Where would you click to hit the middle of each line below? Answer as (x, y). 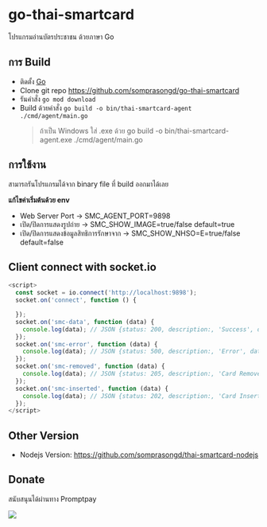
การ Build (29, 62)
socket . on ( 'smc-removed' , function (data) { (90, 367)
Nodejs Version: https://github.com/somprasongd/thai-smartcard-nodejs (139, 455)
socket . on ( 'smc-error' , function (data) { (87, 344)
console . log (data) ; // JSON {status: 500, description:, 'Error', (135, 352)
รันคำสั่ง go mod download (58, 99)
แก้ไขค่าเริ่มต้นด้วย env (39, 200)
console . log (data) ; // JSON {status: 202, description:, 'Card (130, 396)
